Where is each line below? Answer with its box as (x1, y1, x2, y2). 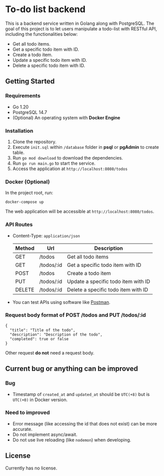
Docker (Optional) (5, 178, 50, 185)
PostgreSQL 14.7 (12, 109, 47, 115)
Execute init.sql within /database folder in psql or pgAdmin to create (12, 144, 159, 150)
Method (15, 245, 34, 252)
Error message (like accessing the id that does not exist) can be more (12, 420, 157, 426)
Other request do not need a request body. (5, 349, 95, 355)
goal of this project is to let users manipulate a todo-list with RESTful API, (5, 25, 157, 31)
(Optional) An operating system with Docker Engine (12, 114, 121, 121)
